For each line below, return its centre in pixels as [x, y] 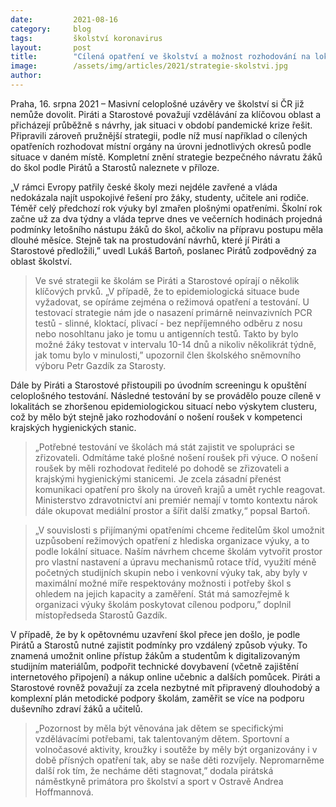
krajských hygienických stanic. [73, 427]
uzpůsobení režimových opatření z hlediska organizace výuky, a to [172, 540]
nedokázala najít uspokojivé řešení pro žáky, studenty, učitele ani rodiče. [159, 197]
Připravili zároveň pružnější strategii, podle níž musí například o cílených [159, 135]
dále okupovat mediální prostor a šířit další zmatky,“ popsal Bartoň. [172, 510]
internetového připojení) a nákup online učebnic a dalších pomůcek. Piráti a [165, 677]
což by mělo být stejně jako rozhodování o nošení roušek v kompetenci [156, 417]
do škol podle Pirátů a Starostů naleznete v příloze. [115, 167]
